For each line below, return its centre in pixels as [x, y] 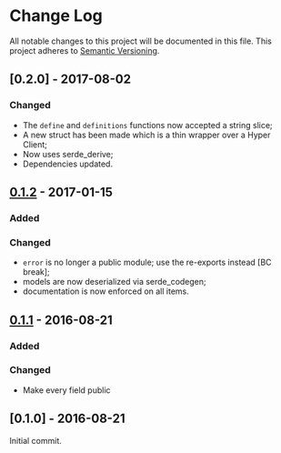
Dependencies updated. [68, 164]
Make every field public [66, 390]
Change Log [56, 16]
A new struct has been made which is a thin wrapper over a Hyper [146, 135]
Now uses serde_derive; [68, 154]
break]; [36, 272]
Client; [35, 144]
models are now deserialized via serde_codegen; [114, 282]
